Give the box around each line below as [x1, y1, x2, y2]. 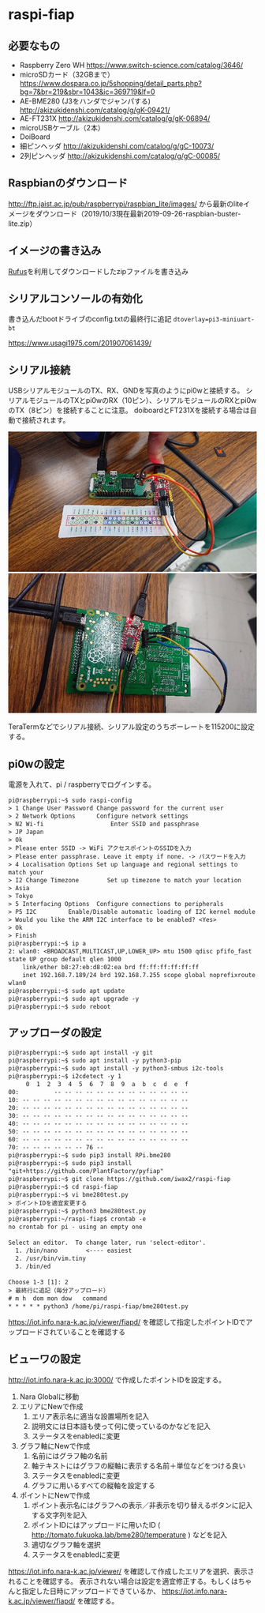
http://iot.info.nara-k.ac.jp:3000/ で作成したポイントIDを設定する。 [8, 1374, 226, 1384]
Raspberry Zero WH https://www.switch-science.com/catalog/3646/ [19, 61, 243, 70]
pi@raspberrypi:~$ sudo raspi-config [8, 796, 132, 805]
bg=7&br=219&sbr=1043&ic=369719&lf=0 [19, 87, 155, 96]
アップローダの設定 [8, 1026, 102, 1040]
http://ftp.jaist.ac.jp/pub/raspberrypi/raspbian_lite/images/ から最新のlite [8, 199, 244, 209]
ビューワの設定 [8, 1352, 81, 1366]
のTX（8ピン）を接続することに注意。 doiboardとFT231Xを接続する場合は [8, 405, 250, 415]
